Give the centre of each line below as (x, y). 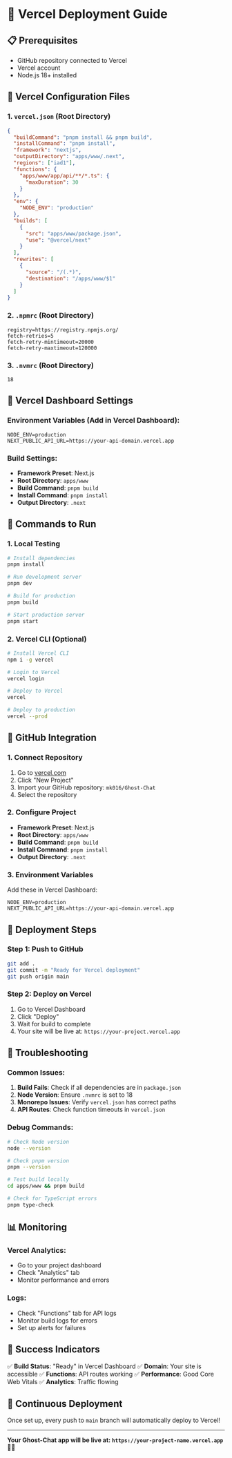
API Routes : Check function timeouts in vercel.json (91, 1110)
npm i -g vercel (30, 660)
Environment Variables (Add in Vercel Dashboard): (94, 421)
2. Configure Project (42, 812)
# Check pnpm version (38, 1161)
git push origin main (38, 977)
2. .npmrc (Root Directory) (51, 316)
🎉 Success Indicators (54, 1350)
